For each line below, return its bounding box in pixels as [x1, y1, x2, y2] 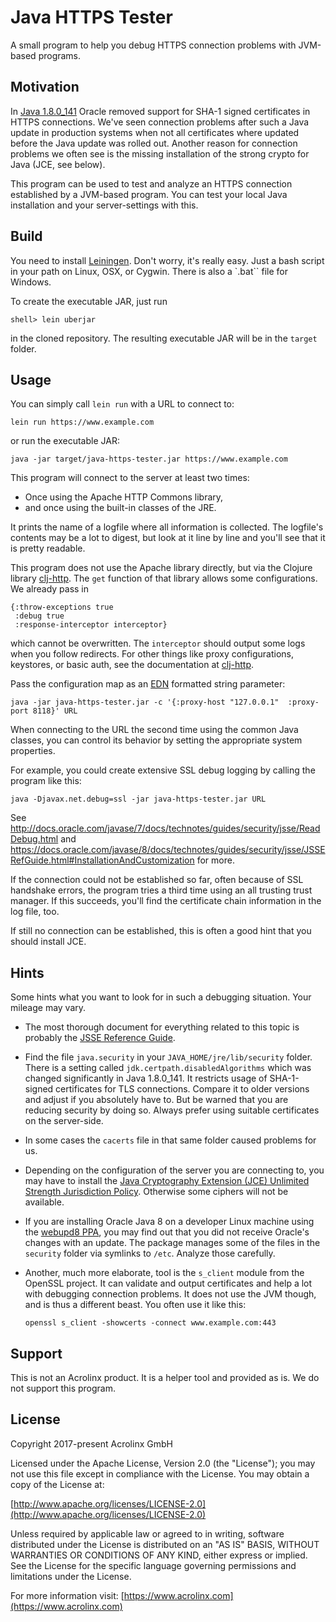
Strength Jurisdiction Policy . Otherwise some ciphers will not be [24, 1186, 289, 1198]
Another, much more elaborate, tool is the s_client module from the [24, 1267, 305, 1279]
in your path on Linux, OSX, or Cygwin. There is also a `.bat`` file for [10, 265, 288, 277]
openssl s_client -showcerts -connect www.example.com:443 [24, 1318, 277, 1328]
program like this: [10, 775, 82, 787]
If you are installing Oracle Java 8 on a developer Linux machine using [24, 1216, 315, 1228]
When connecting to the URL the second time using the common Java [10, 724, 299, 736]
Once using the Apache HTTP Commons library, [24, 491, 224, 503]
